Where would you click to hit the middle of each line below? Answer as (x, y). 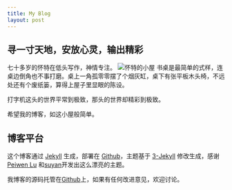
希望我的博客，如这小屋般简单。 (52, 114)
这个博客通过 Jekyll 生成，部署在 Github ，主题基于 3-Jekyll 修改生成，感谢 (113, 156)
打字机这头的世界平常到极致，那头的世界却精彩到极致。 (86, 99)
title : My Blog (29, 13)
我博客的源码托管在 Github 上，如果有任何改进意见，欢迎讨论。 (95, 180)
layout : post (26, 20)
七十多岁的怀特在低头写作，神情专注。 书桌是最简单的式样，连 (115, 68)
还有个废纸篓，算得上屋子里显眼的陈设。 (70, 85)
